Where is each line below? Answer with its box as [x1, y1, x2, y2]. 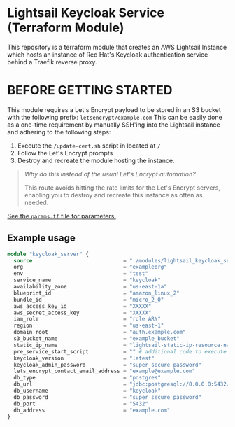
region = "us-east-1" [13, 322, 164, 330]
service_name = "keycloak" [13, 276, 161, 284]
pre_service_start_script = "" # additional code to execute [13, 348, 227, 355]
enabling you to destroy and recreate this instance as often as [24, 190, 203, 199]
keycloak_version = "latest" [13, 355, 155, 362]
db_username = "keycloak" [13, 387, 161, 395]
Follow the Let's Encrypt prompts [17, 148, 113, 157]
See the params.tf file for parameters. [7, 211, 117, 220]
